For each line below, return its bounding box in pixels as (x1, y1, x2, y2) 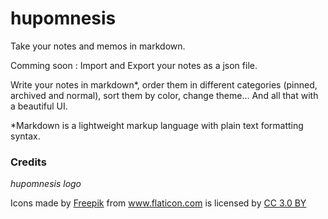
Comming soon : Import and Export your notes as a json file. (10, 59, 258, 71)
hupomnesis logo (10, 178, 82, 190)
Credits (10, 155, 47, 169)
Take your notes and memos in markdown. (10, 40, 186, 52)
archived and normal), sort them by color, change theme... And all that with (10, 89, 319, 101)
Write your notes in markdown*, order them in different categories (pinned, (10, 78, 318, 91)
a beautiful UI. (10, 100, 68, 112)
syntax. (10, 130, 41, 142)
